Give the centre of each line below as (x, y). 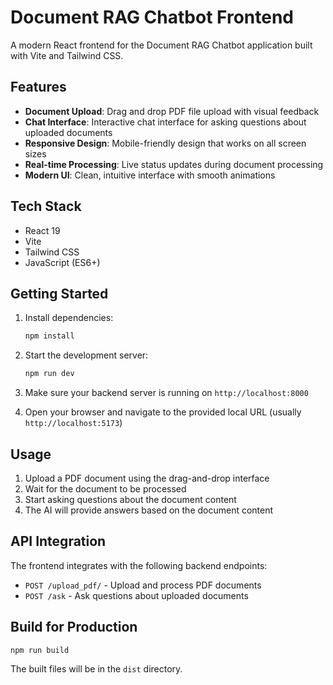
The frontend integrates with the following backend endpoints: (139, 565)
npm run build (40, 650)
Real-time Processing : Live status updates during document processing (174, 164)
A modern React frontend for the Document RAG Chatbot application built (161, 45)
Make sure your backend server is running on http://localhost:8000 (166, 393)
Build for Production (74, 627)
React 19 (42, 230)
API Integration (58, 541)
